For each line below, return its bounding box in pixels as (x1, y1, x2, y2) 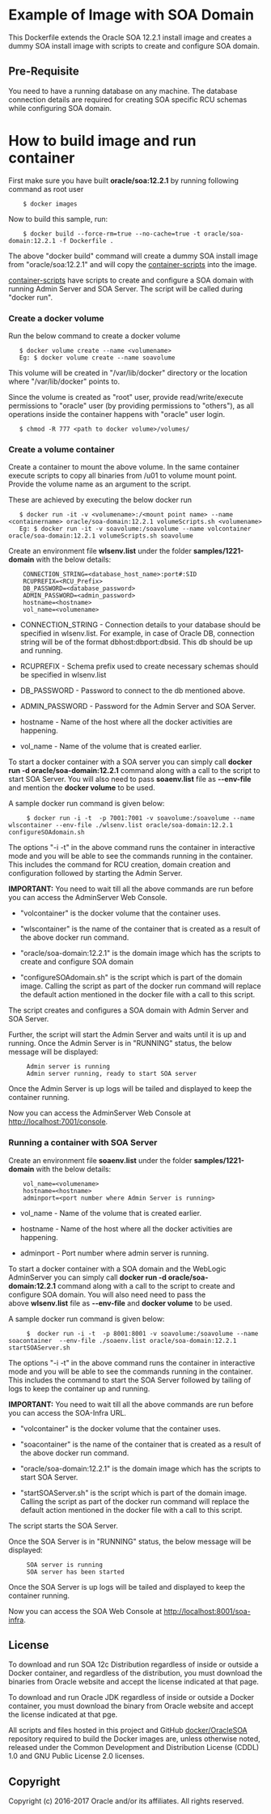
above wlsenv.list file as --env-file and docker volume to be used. (8, 1298, 233, 1308)
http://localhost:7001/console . (8, 1117, 108, 1127)
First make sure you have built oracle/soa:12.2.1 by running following (8, 176, 239, 185)
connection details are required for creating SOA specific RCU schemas (8, 95, 248, 104)
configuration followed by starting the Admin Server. (8, 869, 183, 878)
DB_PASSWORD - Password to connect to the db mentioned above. (19, 686, 245, 695)
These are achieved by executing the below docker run (8, 495, 193, 505)
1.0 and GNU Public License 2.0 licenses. (8, 1751, 146, 1761)
